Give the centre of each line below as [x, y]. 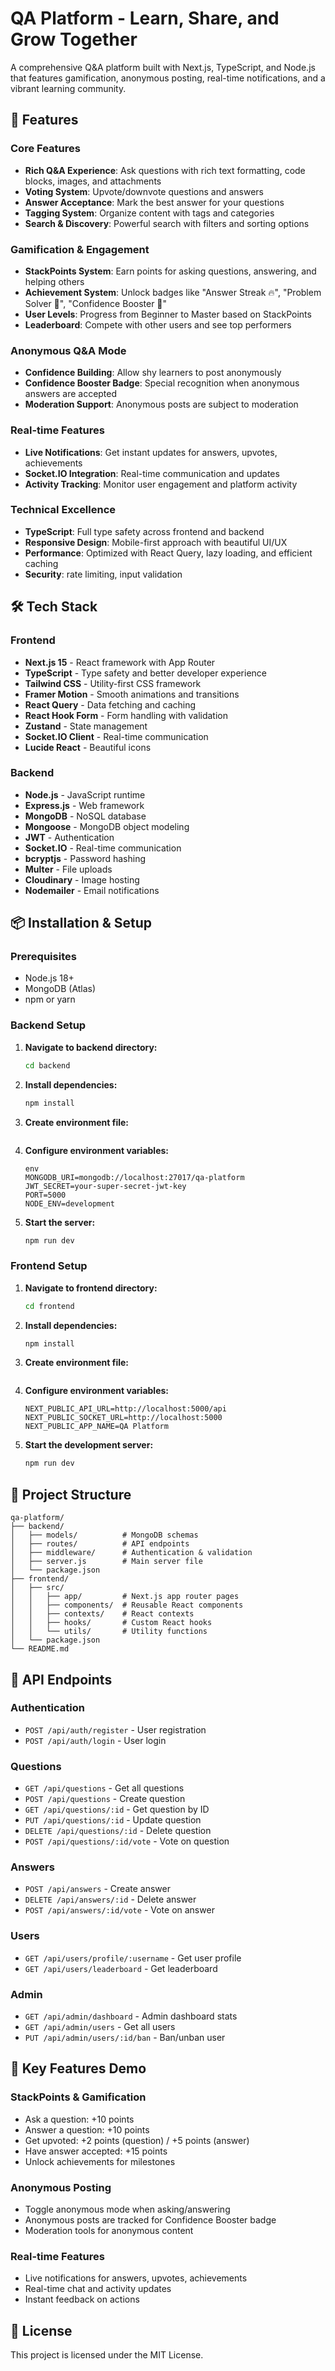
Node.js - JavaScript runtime [85, 794]
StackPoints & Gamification [78, 2097]
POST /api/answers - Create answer [97, 1889]
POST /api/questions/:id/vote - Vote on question [127, 1841]
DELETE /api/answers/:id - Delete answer [110, 1899]
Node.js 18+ [49, 978]
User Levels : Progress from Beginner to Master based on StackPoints [168, 314]
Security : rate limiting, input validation [103, 574]
